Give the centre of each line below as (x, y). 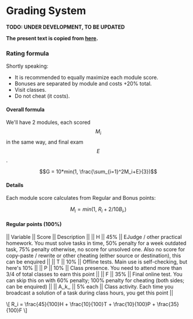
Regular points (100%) (34, 224)
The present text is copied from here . (52, 38)
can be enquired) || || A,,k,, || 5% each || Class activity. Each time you (90, 287)
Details (15, 185)
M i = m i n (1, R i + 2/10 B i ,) (98, 210)
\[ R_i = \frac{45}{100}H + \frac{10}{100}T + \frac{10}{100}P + (81, 304)
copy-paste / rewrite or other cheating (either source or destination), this (94, 256)
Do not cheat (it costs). (42, 96)
